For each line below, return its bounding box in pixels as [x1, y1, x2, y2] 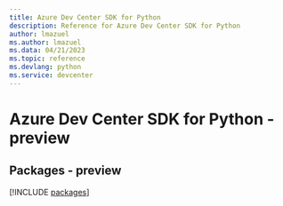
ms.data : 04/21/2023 [9, 46, 86, 55]
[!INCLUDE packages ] [9, 186, 90, 197]
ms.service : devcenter [9, 71, 93, 80]
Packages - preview [9, 163, 122, 178]
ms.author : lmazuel [9, 37, 82, 47]
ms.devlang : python [9, 63, 82, 72]
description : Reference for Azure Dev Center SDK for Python [9, 21, 241, 30]
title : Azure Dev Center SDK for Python [9, 12, 162, 22]
